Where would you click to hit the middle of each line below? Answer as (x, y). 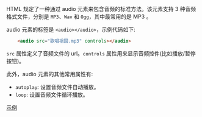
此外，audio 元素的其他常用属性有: (50, 74)
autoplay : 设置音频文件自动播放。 (57, 87)
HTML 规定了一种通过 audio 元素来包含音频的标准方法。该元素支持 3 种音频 (101, 9)
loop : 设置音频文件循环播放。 (52, 94)
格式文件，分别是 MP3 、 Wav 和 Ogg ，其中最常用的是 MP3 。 (79, 16)
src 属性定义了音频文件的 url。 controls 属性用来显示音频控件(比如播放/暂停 (101, 53)
